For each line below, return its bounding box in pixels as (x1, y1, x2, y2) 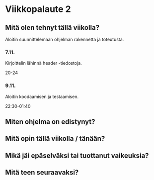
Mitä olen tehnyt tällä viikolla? (5, 23, 100, 32)
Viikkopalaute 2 (5, 3, 71, 15)
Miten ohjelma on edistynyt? (5, 117, 95, 126)
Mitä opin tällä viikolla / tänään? (5, 134, 105, 143)
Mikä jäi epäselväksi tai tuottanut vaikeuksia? (5, 151, 149, 160)
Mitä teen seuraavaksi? (5, 168, 79, 177)
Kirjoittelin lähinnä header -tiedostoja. (5, 60, 82, 66)
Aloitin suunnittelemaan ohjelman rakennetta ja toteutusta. (5, 36, 124, 42)
